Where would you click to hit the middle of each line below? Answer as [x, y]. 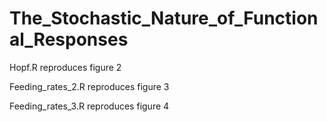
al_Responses [69, 39]
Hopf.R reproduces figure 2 [65, 67]
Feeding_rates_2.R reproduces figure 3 [89, 86]
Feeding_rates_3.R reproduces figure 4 [89, 106]
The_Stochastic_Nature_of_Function [164, 18]
